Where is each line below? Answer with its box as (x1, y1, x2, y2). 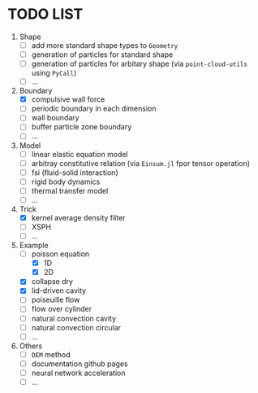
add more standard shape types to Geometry (31, 40, 178, 50)
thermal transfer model (31, 186, 109, 195)
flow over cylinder (31, 304, 92, 314)
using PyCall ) (31, 68, 77, 78)
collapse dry (31, 277, 74, 286)
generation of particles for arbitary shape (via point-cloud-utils (31, 59, 248, 69)
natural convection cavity (31, 313, 117, 323)
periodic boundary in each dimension (31, 103, 157, 114)
